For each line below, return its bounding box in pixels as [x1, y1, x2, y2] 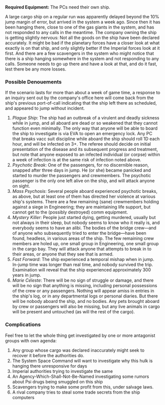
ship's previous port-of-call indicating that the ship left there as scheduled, [5, 100, 157, 106]
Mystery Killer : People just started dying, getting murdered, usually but [12, 215, 156, 221]
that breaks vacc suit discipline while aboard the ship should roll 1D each [12, 136, 160, 142]
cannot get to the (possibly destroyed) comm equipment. [12, 209, 128, 215]
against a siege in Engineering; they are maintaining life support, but [12, 204, 151, 210]
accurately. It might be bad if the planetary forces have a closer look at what [5, 40, 160, 46]
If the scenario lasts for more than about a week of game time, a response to [5, 90, 161, 96]
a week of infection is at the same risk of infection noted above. [12, 157, 141, 163]
